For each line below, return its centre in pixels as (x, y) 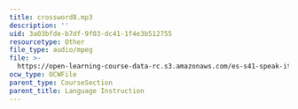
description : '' (39, 25)
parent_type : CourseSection (61, 83)
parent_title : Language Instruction (77, 91)
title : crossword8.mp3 (51, 17)
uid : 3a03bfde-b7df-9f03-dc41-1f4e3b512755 (91, 33)
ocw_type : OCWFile (43, 75)
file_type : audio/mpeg (51, 50)
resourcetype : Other (47, 42)
